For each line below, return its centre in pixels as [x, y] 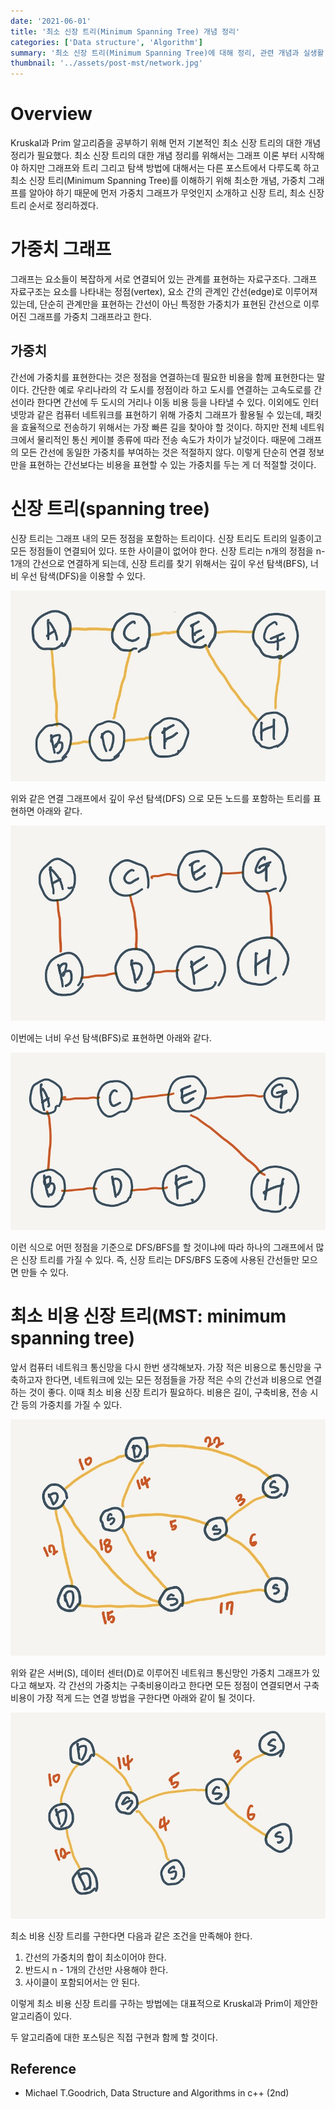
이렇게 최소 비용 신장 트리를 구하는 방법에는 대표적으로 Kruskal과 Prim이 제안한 [164, 2003]
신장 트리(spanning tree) [110, 509]
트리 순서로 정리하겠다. [54, 206]
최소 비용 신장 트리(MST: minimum [148, 1316]
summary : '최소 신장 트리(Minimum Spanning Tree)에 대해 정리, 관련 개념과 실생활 [167, 53]
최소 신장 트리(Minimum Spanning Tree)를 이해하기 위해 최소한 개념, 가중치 [158, 181]
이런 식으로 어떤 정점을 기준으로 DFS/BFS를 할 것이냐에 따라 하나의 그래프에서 [162, 1247]
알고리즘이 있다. [41, 2016]
